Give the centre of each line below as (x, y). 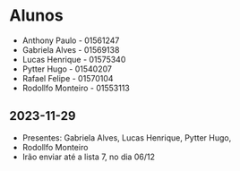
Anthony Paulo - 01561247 (71, 40)
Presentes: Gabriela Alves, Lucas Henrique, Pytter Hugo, (127, 137)
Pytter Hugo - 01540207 (67, 69)
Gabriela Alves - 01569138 (71, 49)
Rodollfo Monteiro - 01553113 (76, 88)
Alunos (37, 16)
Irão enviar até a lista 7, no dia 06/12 (88, 157)
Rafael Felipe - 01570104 (68, 78)
